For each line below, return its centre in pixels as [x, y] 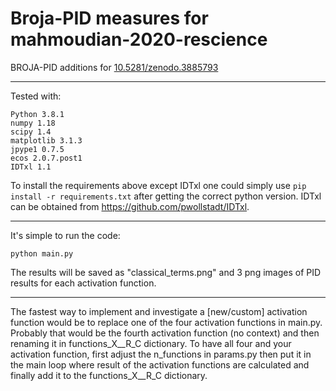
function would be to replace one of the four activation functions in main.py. [166, 322]
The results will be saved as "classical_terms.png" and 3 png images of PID [166, 272]
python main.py [42, 253]
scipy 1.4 [31, 132]
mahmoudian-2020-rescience [139, 39]
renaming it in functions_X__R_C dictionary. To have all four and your [151, 343]
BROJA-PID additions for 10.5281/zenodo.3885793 [114, 67]
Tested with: [36, 96]
